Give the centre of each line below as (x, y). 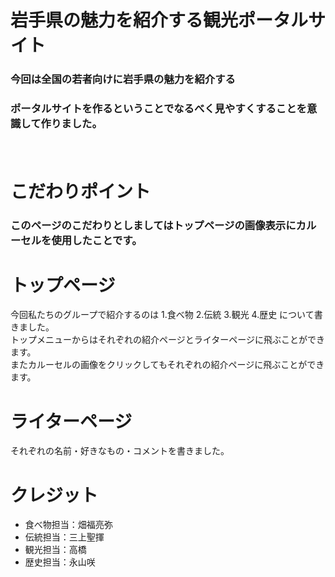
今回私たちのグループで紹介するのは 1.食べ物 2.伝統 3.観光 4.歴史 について (162, 315)
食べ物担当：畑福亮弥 (68, 525)
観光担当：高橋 (55, 550)
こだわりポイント (81, 191)
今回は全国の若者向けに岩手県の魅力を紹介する (123, 79)
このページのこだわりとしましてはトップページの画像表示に (153, 225)
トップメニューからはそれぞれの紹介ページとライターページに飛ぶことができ (167, 340)
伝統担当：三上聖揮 (64, 537)
